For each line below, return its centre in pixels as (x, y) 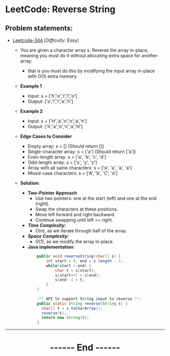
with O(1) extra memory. (53, 76)
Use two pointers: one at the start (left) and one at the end (96, 198)
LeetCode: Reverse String (60, 9)
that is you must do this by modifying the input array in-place (91, 71)
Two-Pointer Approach (52, 193)
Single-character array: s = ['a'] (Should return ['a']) (82, 152)
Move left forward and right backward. (75, 214)
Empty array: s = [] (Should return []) (66, 146)
